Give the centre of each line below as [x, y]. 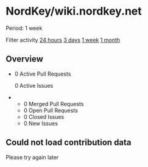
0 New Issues [41, 123]
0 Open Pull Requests [51, 110]
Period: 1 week [24, 28]
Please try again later [32, 157]
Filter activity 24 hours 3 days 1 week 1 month [63, 40]
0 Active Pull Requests [43, 74]
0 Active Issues [34, 85]
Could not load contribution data [69, 142]
